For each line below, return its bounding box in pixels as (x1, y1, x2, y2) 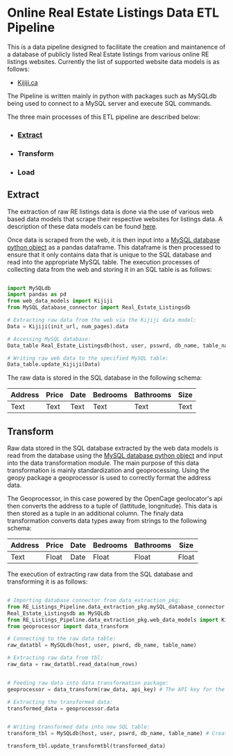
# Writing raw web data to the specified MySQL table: (7, 355, 169, 362)
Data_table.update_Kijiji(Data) (7, 361, 101, 368)
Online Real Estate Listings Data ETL (7, 5, 220, 21)
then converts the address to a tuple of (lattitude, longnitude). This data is (7, 502, 218, 510)
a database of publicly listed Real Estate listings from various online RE (7, 50, 209, 58)
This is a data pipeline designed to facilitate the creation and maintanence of (7, 42, 226, 51)
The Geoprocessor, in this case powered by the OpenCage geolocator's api (7, 494, 223, 503)
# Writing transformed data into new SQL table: (7, 723, 150, 731)
